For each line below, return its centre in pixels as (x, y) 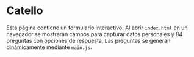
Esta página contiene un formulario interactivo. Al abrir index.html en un (97, 28)
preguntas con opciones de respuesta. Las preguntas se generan (88, 40)
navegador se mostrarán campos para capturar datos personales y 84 (95, 34)
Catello (25, 11)
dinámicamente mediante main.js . (49, 47)
